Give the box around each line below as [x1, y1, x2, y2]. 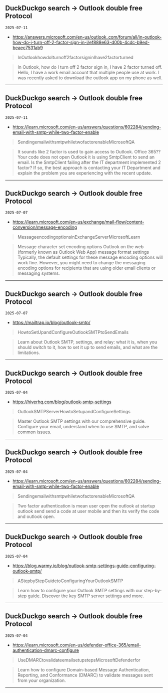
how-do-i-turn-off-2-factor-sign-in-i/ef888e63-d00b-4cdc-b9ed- [12, 39, 150, 45]
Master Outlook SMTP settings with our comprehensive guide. [17, 418, 146, 424]
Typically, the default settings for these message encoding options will [17, 254, 163, 260]
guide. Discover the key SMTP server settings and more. [27, 593, 144, 599]
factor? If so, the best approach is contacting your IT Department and [17, 164, 161, 170]
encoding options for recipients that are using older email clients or [17, 265, 156, 271]
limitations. [17, 350, 40, 356]
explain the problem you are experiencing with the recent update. [17, 170, 152, 176]
